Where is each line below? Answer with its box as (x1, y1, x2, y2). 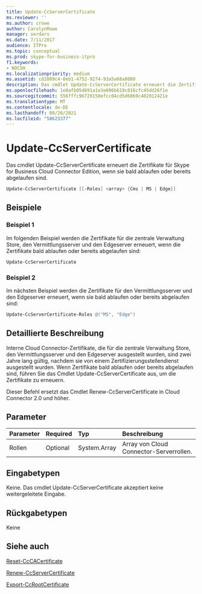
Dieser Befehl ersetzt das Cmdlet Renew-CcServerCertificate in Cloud (6, 388, 180, 395)
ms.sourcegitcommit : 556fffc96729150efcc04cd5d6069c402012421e (6, 93, 168, 99)
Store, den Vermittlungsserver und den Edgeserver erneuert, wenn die (6, 241, 181, 248)
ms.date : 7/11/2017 (6, 37, 55, 43)
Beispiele (6, 203, 42, 213)
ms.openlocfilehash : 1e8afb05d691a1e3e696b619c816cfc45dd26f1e (6, 88, 168, 94)
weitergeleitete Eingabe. (6, 490, 66, 498)
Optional (45, 444, 70, 452)
